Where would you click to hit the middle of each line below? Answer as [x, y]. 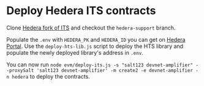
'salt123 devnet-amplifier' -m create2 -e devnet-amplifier [115, 70]
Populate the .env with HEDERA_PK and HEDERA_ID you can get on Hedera [96, 39]
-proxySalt [20, 70]
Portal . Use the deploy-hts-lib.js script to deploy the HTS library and [95, 46]
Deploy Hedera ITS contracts [81, 11]
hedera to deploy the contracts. [51, 76]
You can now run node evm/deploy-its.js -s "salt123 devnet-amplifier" [100, 64]
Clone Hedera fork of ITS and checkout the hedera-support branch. [91, 28]
